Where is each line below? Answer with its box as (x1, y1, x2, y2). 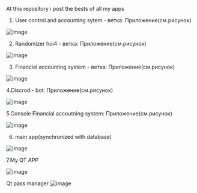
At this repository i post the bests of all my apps (6, 5, 124, 12)
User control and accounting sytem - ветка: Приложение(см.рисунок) (14, 17, 192, 23)
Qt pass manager (6, 180, 49, 187)
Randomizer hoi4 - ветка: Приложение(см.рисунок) (14, 40, 147, 47)
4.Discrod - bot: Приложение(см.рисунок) (6, 87, 114, 94)
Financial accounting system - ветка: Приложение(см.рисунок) (14, 63, 175, 70)
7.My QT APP (6, 156, 39, 164)
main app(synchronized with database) (14, 133, 112, 140)
